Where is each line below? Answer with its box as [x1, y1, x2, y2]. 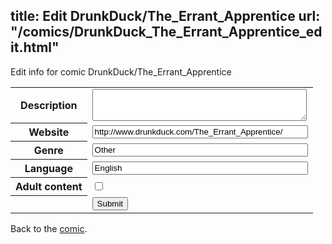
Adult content [15, 180, 83, 194]
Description [20, 99, 78, 113]
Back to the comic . [10, 222, 88, 234]
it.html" [10, 39, 60, 56]
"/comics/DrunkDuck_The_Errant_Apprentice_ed [10, 24, 323, 41]
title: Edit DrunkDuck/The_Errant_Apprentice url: [10, 8, 321, 25]
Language [24, 162, 73, 176]
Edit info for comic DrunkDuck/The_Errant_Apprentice [10, 65, 232, 78]
